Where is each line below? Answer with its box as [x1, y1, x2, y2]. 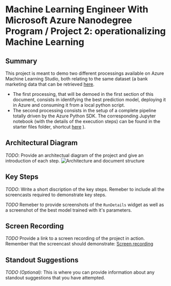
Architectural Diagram [5, 138, 78, 147]
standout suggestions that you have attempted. [5, 275, 105, 281]
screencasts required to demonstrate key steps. [5, 191, 107, 198]
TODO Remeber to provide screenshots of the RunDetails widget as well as [5, 201, 164, 208]
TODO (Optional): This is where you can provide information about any [5, 269, 155, 275]
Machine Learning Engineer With [5, 4, 148, 15]
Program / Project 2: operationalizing [5, 26, 166, 37]
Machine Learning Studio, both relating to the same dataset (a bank [5, 76, 148, 81]
